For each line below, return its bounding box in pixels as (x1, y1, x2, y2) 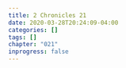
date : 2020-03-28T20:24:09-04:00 (8, 19, 119, 27)
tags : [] (8, 33, 37, 41)
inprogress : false (8, 48, 69, 55)
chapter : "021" (8, 41, 59, 48)
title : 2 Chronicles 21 (8, 11, 87, 20)
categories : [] (8, 26, 59, 34)
